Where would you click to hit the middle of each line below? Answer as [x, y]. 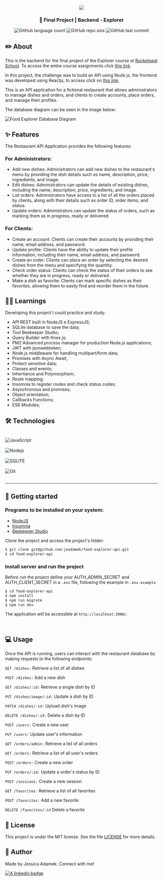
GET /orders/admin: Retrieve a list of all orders [51, 744]
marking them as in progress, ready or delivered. [61, 216]
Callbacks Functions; [33, 400]
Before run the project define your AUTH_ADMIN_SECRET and [67, 577]
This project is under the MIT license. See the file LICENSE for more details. [81, 837]
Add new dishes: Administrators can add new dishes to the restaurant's [83, 169]
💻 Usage [19, 639]
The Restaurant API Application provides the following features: [68, 146]
